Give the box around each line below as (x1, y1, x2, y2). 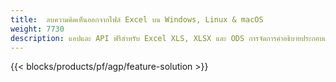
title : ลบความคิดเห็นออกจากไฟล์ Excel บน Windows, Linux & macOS (10, 14, 264, 25)
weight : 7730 (10, 24, 65, 34)
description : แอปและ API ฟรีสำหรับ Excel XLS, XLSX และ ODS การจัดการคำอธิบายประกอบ (10, 33, 324, 43)
